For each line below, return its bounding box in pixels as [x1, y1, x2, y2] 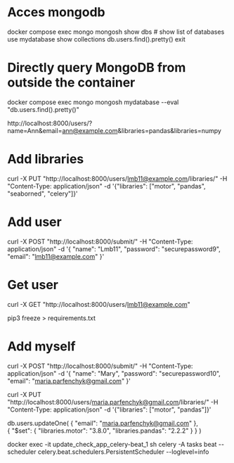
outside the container [7, 75, 136, 91]
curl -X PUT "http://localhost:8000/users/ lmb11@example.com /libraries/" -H [7, 174, 228, 183]
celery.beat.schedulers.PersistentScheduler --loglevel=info [37, 448, 209, 456]
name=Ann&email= [7, 126, 63, 134]
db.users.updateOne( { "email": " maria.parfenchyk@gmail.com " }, [7, 419, 199, 427]
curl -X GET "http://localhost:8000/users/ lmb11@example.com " [7, 300, 191, 308]
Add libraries [7, 151, 84, 167]
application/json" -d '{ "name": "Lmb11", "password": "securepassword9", [7, 244, 221, 253]
